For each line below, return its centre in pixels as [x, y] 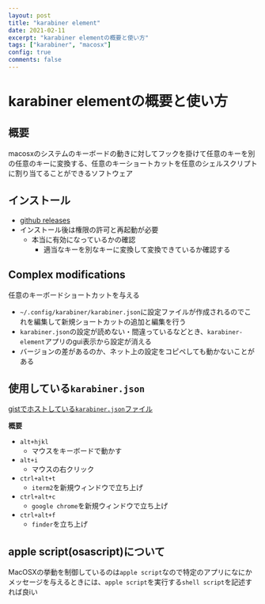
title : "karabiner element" [55, 23]
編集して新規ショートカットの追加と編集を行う [110, 321]
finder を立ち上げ [60, 524]
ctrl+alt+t [38, 479]
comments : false [35, 60]
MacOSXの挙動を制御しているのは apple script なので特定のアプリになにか [131, 572]
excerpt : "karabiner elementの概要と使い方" [78, 38]
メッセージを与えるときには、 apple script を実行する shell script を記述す [131, 582]
